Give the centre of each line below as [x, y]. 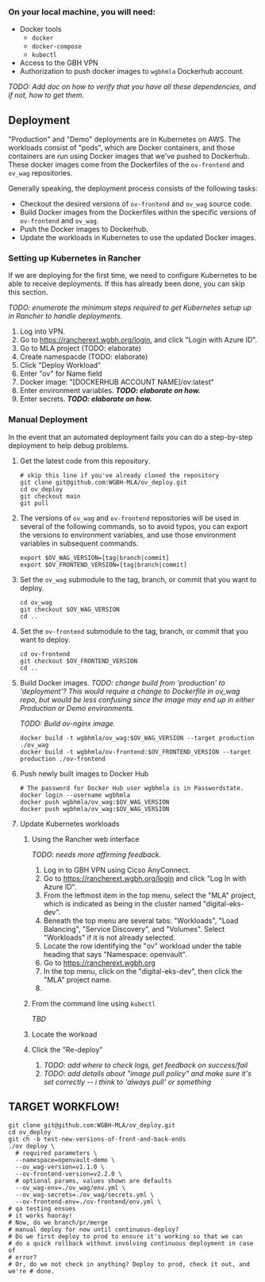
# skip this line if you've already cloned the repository [119, 475]
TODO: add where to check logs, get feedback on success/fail [146, 1065]
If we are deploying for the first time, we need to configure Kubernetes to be [133, 276]
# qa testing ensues [42, 1209]
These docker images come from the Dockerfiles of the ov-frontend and [126, 164]
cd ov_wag [36, 602]
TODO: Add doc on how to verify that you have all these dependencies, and [132, 87]
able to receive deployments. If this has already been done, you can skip [127, 284]
